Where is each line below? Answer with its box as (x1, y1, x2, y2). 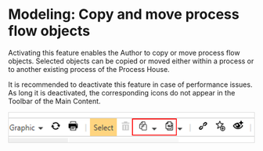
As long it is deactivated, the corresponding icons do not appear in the (8, 88, 236, 97)
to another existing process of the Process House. (8, 64, 170, 74)
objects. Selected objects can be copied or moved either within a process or (8, 56, 254, 66)
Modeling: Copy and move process (8, 5, 240, 23)
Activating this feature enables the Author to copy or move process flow (8, 48, 240, 57)
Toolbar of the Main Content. (8, 96, 101, 106)
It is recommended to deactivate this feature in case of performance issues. (8, 80, 253, 89)
